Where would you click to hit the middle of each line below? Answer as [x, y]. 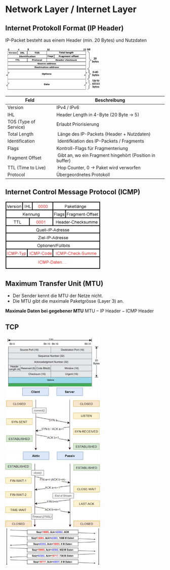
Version [15, 108]
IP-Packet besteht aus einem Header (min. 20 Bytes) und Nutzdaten [76, 40]
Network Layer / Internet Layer [71, 9]
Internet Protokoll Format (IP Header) [65, 28]
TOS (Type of [21, 121]
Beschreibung [110, 100]
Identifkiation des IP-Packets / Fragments [101, 141]
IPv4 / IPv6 [68, 108]
